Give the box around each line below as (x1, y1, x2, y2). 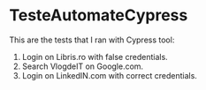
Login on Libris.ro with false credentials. (21, 51, 168, 62)
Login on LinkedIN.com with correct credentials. (21, 70, 197, 80)
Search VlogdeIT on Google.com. (21, 61, 144, 71)
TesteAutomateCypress (9, 5, 188, 26)
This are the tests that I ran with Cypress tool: (9, 34, 175, 45)
